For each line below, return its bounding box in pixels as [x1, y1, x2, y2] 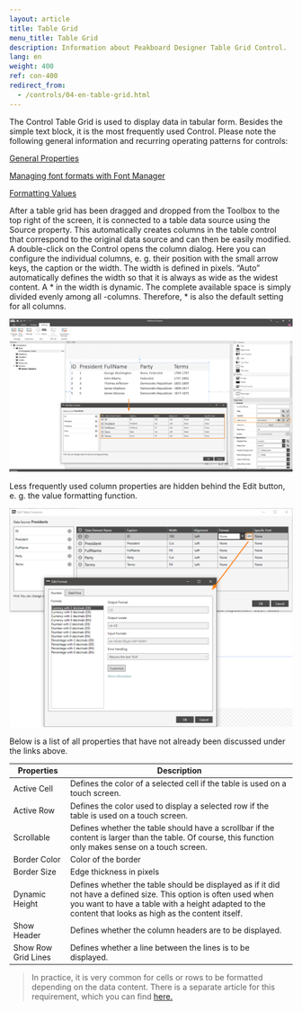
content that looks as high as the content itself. [70, 908, 243, 918]
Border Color [13, 854, 61, 865]
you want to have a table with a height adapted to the [70, 898, 266, 908]
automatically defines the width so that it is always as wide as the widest [9, 272, 279, 282]
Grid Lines [13, 952, 51, 962]
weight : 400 [9, 62, 54, 71]
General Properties [9, 153, 79, 164]
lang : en [9, 52, 42, 62]
